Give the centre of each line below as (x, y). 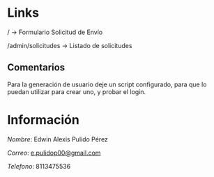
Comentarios (36, 68)
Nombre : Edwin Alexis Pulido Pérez (58, 139)
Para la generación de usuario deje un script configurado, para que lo (107, 84)
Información (44, 120)
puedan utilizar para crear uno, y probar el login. (77, 91)
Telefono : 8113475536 (39, 166)
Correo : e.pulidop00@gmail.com (54, 153)
